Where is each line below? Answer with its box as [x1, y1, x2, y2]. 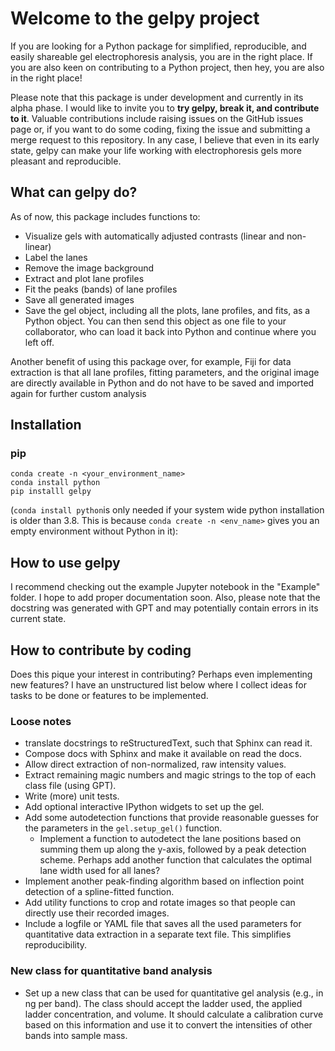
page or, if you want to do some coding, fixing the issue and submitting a [10, 123, 311, 135]
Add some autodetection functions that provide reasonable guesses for [24, 812, 320, 824]
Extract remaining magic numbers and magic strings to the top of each [24, 769, 317, 781]
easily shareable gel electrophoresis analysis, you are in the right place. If [10, 50, 313, 62]
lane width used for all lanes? [39, 865, 161, 877]
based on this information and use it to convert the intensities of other [24, 1018, 313, 1031]
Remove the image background [24, 262, 155, 274]
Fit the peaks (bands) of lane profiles [24, 283, 178, 295]
